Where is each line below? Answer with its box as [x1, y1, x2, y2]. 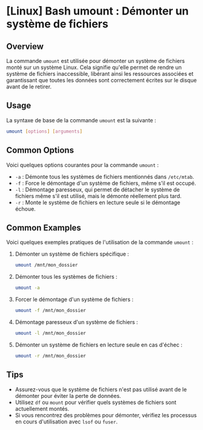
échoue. [15, 205, 36, 213]
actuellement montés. [15, 405, 70, 412]
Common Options [6, 145, 75, 156]
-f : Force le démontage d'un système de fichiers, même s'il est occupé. [15, 179, 196, 187]
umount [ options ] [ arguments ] [6, 128, 83, 134]
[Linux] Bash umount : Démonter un [6, 4, 189, 18]
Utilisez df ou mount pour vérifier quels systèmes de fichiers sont [15, 399, 177, 406]
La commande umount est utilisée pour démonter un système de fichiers [6, 58, 185, 64]
